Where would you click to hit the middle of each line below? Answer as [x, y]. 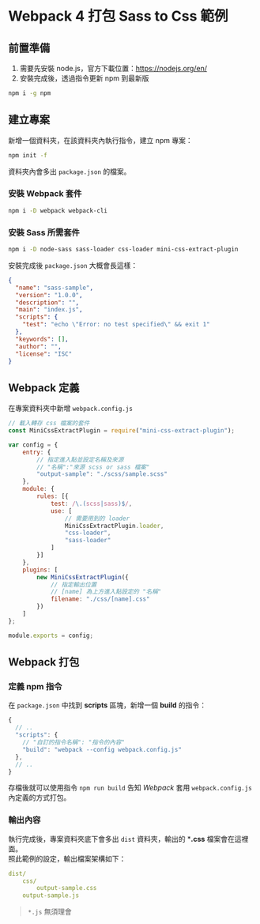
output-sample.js [51, 896]
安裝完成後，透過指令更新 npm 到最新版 [84, 78]
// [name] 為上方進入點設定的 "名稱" [106, 592]
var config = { [33, 445]
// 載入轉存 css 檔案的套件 [49, 424]
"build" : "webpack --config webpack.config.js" [102, 749]
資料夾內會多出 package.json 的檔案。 [70, 172]
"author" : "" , [38, 346]
